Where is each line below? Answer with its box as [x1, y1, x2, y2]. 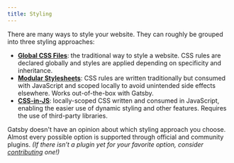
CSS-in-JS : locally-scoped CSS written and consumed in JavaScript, [17, 96, 220, 105]
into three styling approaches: [7, 37, 95, 46]
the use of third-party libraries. [17, 111, 108, 120]
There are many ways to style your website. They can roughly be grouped [7, 30, 223, 38]
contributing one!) [7, 147, 60, 156]
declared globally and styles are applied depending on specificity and [17, 58, 222, 67]
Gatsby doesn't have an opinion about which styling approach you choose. [7, 125, 226, 133]
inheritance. [17, 66, 53, 74]
